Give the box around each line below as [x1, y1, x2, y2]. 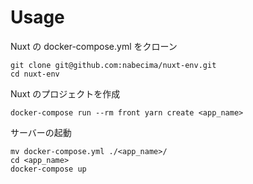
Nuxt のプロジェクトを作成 [10, 87, 121, 100]
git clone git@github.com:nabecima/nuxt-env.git [10, 60, 217, 70]
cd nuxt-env [10, 69, 60, 79]
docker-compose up [10, 164, 87, 174]
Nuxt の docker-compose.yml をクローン [10, 40, 178, 52]
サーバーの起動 [10, 126, 72, 138]
